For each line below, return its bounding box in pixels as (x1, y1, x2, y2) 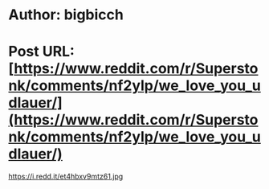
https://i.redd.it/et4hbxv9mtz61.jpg (8, 171, 124, 182)
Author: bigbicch (8, 6, 124, 24)
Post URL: (8, 43, 75, 61)
